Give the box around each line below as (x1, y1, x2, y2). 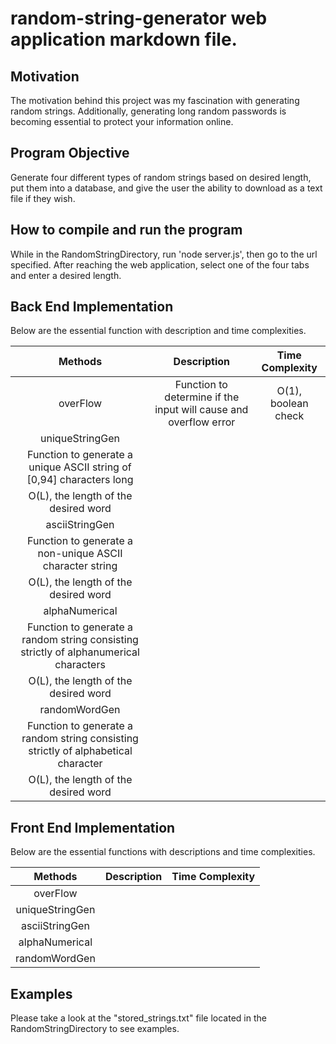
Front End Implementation (10, 819, 176, 836)
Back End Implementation (10, 298, 174, 316)
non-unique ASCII (37, 547, 123, 561)
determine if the (164, 390, 240, 404)
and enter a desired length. (10, 269, 122, 281)
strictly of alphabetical (28, 744, 133, 758)
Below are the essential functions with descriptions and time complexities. (10, 846, 316, 858)
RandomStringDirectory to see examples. (10, 1023, 180, 1035)
